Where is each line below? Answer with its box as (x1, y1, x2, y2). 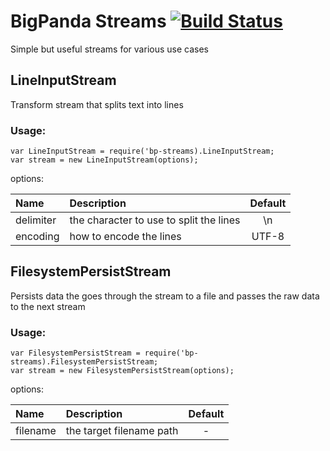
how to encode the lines (69, 230, 182, 244)
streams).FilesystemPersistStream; (10, 357, 159, 367)
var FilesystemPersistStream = (10, 348, 141, 359)
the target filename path (65, 424, 179, 438)
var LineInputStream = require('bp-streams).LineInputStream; (10, 146, 275, 157)
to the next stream (10, 300, 86, 312)
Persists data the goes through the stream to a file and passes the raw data (10, 290, 320, 302)
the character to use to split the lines (69, 213, 241, 227)
